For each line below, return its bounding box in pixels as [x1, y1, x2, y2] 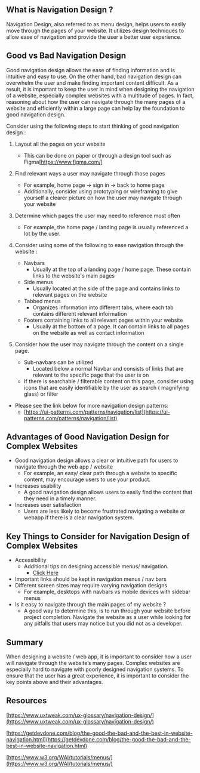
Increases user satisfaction [14, 501, 82, 509]
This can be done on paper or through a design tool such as [23, 152, 171, 159]
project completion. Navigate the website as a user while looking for [23, 614, 191, 621]
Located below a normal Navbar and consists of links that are [32, 365, 184, 372]
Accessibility [14, 556, 47, 563]
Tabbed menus [23, 297, 61, 304]
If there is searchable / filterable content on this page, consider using [23, 377, 194, 384]
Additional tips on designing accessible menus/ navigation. [23, 563, 169, 570]
